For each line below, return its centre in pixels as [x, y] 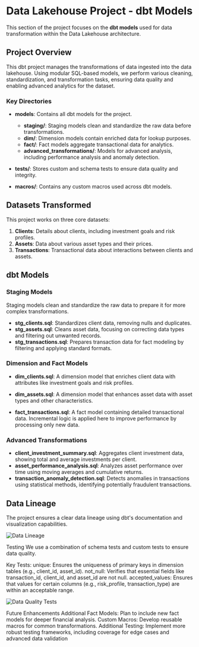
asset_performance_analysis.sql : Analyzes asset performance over [99, 466]
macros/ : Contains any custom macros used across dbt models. [93, 187]
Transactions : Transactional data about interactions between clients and [104, 250]
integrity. [26, 175]
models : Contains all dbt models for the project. [73, 114]
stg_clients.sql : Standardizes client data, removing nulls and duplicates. [103, 323]
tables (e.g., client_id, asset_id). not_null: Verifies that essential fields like [95, 571]
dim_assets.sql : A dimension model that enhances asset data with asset [104, 394]
